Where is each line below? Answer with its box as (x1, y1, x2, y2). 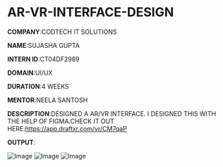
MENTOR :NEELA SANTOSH (7, 96, 88, 104)
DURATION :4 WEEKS (7, 82, 69, 90)
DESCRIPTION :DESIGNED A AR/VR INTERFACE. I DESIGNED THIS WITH (7, 109, 217, 118)
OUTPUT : (7, 138, 36, 147)
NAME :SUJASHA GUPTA (7, 41, 80, 49)
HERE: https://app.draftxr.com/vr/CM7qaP (7, 124, 127, 132)
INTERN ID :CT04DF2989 (7, 54, 80, 63)
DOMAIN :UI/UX (7, 68, 53, 77)
